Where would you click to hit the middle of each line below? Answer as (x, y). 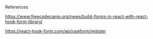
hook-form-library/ (24, 22)
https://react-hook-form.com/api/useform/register (55, 31)
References (17, 7)
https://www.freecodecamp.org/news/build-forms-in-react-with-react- (77, 16)
